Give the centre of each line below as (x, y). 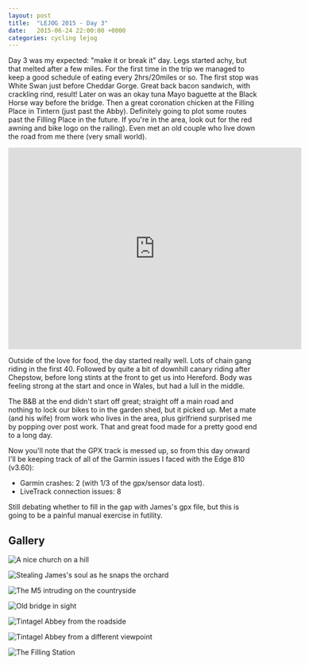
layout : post (30, 16)
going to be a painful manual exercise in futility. (85, 515)
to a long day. (31, 436)
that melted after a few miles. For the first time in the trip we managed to (126, 69)
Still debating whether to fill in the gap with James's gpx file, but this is (124, 507)
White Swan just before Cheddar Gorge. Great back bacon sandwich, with (129, 86)
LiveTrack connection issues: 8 (70, 491)
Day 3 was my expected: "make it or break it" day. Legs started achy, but (128, 61)
